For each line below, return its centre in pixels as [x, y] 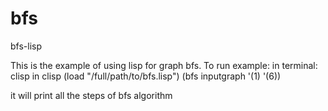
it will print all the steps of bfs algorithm [91, 95]
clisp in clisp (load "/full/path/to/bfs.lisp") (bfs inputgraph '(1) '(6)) [146, 76]
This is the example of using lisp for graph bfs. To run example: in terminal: [164, 65]
